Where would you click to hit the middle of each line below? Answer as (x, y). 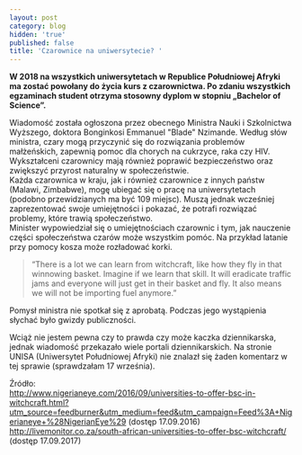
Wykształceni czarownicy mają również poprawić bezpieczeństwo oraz (142, 161)
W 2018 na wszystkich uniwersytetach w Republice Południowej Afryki (145, 76)
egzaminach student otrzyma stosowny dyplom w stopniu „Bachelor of (145, 96)
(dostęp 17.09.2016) (164, 422)
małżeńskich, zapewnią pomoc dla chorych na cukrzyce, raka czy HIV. (140, 152)
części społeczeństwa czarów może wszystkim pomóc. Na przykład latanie (149, 237)
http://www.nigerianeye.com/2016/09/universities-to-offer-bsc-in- (133, 393)
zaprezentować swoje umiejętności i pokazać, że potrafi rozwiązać (133, 209)
